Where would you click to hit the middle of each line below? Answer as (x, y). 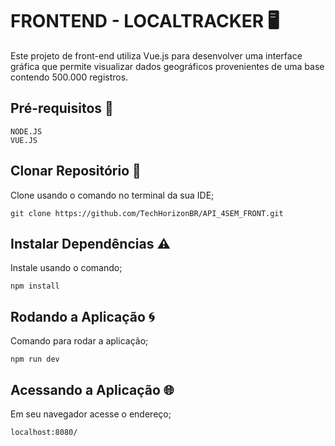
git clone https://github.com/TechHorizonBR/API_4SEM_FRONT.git (147, 213)
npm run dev (35, 359)
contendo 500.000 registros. (69, 77)
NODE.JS (26, 131)
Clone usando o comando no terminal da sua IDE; (112, 195)
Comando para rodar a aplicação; (79, 341)
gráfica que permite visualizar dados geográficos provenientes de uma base (167, 66)
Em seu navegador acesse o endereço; (91, 414)
